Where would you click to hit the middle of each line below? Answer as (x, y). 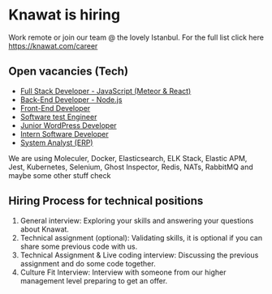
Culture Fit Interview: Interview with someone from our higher (123, 272)
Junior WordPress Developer (68, 125)
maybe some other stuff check (60, 175)
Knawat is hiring (64, 15)
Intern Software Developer (64, 134)
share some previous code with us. (79, 246)
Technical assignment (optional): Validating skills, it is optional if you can (141, 237)
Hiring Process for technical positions (106, 201)
